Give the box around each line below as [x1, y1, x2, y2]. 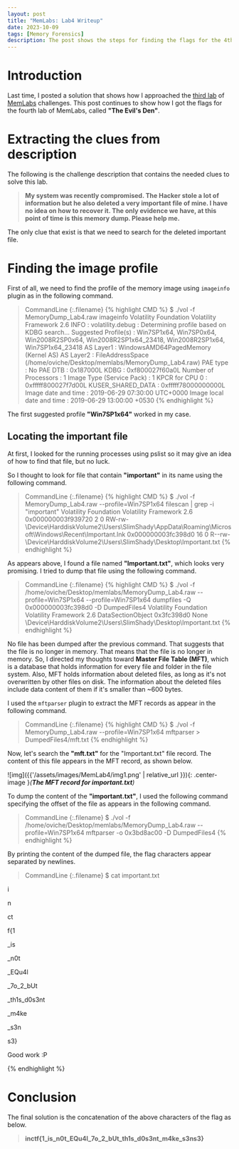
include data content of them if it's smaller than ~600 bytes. [7, 685, 184, 693]
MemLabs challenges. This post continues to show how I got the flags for [7, 99, 223, 108]
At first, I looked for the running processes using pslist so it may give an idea [7, 449, 232, 458]
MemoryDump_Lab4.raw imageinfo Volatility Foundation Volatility [24, 313, 217, 321]
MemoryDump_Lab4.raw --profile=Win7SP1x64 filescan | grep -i [24, 499, 215, 508]
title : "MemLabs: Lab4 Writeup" [7, 17, 103, 24]
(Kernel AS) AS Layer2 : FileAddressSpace [24, 350, 149, 359]
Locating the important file [7, 430, 128, 442]
